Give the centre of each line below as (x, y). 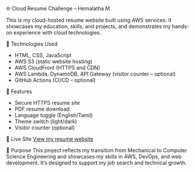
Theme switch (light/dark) (46, 121)
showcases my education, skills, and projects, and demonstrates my (88, 26)
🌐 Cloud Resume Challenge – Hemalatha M (58, 8)
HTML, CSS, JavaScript (43, 55)
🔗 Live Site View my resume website (50, 139)
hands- (180, 26)
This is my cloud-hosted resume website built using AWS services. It (89, 20)
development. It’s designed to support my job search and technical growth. (96, 163)
